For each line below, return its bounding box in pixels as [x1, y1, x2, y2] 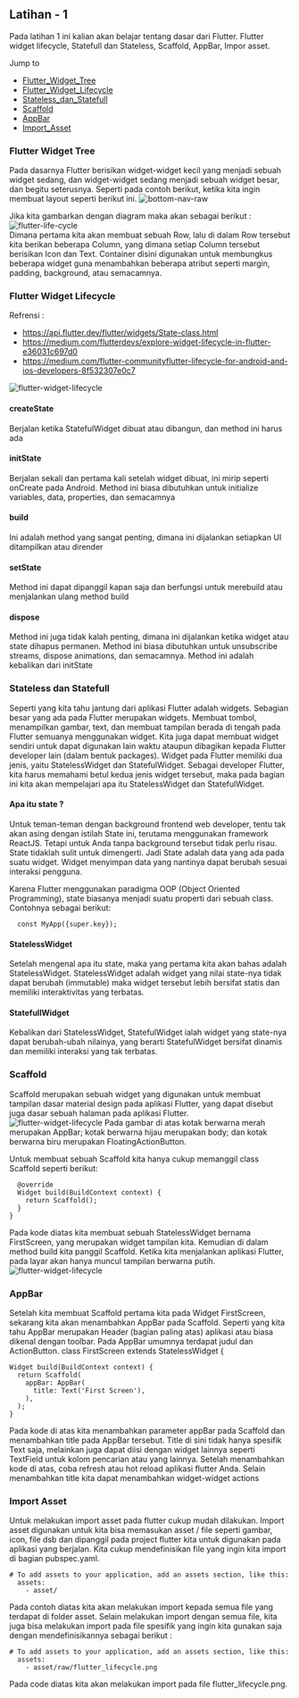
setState [9, 562, 42, 572]
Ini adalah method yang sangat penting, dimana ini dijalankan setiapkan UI [9, 532, 282, 543]
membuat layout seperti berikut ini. [9, 194, 137, 204]
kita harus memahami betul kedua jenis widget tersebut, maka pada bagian [9, 769, 286, 779]
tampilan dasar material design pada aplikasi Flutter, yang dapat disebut [9, 1098, 274, 1109]
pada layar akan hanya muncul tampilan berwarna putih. [9, 1255, 216, 1266]
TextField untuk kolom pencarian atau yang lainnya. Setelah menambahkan [9, 1453, 286, 1464]
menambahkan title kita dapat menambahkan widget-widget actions [9, 1472, 260, 1483]
